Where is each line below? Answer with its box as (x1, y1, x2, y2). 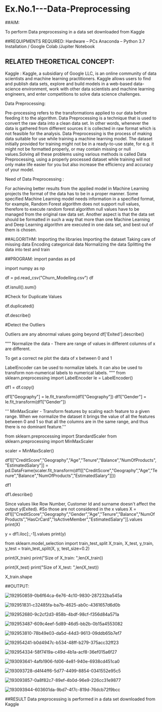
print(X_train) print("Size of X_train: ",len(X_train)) (5, 555, 103, 560)
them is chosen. (5, 227, 37, 233)
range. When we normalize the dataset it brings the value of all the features (5, 413, 155, 419)
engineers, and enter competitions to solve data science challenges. (5, 91, 141, 97)
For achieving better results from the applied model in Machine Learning (5, 186, 149, 191)
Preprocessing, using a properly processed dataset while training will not (5, 156, 151, 162)
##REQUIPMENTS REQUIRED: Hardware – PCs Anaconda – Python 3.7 (5, 38, 145, 44)
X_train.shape (5, 574, 32, 579)
